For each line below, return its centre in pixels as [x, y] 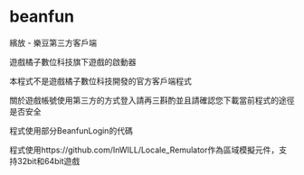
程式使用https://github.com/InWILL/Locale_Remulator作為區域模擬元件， [144, 150]
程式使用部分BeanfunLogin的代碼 [71, 130]
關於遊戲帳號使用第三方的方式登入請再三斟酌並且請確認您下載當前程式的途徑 [152, 100]
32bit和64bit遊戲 [48, 161]
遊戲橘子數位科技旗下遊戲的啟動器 [73, 61]
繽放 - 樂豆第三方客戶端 [53, 42]
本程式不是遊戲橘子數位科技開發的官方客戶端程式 [100, 81]
